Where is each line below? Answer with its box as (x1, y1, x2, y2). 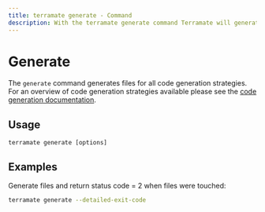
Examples (8, 160, 58, 174)
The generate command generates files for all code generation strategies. (8, 79, 248, 88)
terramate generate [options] (8, 139, 108, 147)
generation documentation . (8, 95, 97, 104)
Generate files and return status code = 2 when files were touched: (8, 181, 226, 191)
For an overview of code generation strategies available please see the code (8, 87, 257, 97)
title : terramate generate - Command (8, 11, 132, 20)
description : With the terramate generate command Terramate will (8, 19, 231, 27)
